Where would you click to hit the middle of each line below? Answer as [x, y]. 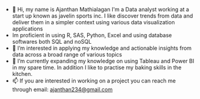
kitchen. [22, 74]
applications [27, 29]
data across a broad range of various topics [67, 54]
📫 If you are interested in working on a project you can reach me [94, 81]
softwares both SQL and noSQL [52, 42]
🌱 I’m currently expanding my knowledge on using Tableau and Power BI [103, 61]
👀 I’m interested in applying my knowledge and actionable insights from [102, 48]
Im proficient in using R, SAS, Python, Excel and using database [92, 35]
